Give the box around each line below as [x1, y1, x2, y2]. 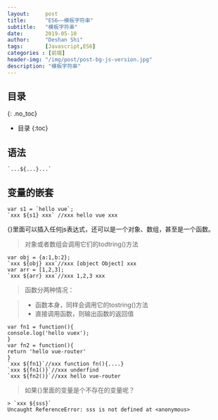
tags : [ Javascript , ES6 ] [7, 43, 96, 50]
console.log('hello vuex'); [7, 330, 90, 337]
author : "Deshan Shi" [7, 37, 83, 44]
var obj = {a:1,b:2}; [7, 254, 71, 261]
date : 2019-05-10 [7, 30, 77, 37]
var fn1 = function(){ [7, 324, 74, 331]
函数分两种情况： [24, 286, 75, 294]
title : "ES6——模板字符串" [7, 17, 94, 24]
